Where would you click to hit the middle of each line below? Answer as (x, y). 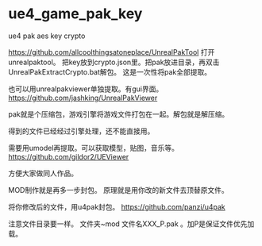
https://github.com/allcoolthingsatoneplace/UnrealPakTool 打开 (112, 52)
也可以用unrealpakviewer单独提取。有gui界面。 (86, 89)
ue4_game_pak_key (75, 14)
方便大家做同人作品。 (43, 173)
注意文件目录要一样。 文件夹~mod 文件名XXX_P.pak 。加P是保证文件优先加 (131, 224)
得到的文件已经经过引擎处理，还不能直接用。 (81, 131)
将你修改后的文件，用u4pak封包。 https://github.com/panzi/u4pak (117, 206)
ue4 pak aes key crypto (47, 36)
